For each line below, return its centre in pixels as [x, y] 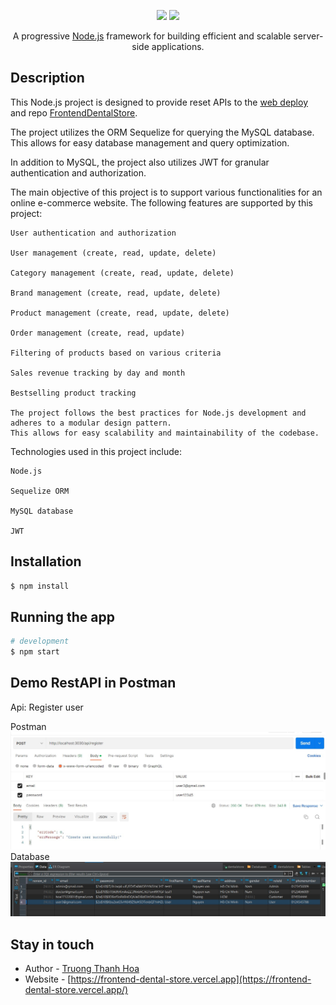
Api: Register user [47, 707]
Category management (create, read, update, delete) [122, 273]
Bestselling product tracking [73, 393]
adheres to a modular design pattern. [91, 423]
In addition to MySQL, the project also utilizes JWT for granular [140, 162]
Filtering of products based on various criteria [116, 353]
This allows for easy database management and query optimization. [150, 142]
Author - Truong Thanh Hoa [82, 969]
